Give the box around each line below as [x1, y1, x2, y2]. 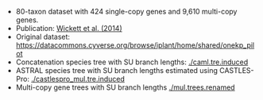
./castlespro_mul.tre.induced [31, 75, 126, 83]
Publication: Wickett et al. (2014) [15, 24, 123, 33]
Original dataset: [15, 32, 70, 41]
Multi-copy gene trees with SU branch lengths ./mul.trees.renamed [15, 83, 236, 92]
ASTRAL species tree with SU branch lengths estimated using [15, 66, 219, 75]
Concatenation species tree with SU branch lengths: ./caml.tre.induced [15, 57, 249, 67]
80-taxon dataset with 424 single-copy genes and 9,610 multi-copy [15, 7, 238, 16]
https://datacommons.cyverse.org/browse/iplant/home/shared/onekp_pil [15, 40, 255, 50]
